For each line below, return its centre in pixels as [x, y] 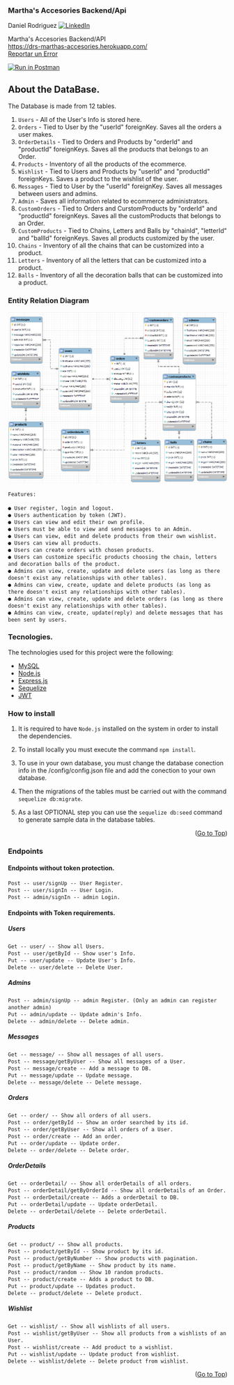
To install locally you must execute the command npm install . [107, 750]
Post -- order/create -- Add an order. [66, 1136]
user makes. [36, 135]
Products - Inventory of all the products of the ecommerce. [102, 164]
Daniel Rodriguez [33, 26]
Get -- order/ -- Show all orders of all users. [80, 1115]
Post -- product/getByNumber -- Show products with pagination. [103, 1258]
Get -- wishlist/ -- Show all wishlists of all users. [89, 1326]
